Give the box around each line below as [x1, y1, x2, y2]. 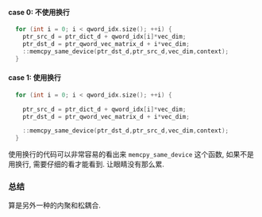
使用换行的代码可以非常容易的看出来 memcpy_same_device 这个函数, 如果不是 [8, 150, 254, 159]
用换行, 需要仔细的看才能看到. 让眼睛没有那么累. [8, 159, 164, 169]
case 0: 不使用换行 [8, 7, 70, 17]
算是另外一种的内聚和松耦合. [8, 200, 102, 210]
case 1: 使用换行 [8, 73, 62, 82]
